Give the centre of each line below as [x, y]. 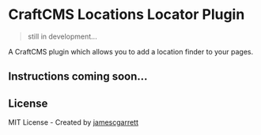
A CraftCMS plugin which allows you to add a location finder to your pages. [131, 51]
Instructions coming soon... [78, 77]
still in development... [62, 36]
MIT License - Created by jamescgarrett [74, 122]
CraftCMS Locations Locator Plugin [127, 15]
